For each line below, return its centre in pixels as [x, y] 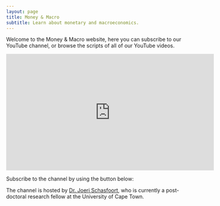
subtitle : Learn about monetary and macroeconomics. [73, 22]
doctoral [16, 197]
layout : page [22, 12]
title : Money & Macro [33, 17]
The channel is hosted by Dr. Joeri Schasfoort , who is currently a [85, 191]
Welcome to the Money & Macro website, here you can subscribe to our [94, 40]
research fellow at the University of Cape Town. [86, 197]
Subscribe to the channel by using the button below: [70, 179]
